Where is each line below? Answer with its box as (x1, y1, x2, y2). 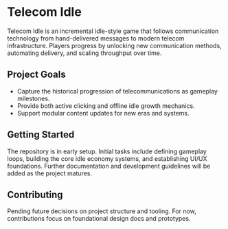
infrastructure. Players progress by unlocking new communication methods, (7, 41, 222, 50)
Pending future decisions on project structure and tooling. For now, (7, 207, 197, 215)
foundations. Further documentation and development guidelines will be (7, 162, 211, 170)
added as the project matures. (7, 169, 93, 177)
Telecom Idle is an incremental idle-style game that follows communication (7, 27, 219, 35)
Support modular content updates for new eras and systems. (16, 109, 190, 117)
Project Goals (7, 69, 67, 80)
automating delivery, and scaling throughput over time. (7, 49, 162, 57)
